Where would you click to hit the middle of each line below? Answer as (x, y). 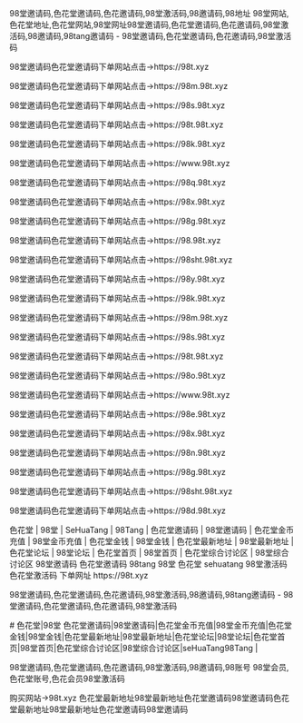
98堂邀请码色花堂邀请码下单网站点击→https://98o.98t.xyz (118, 376)
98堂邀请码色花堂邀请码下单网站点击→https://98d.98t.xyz (118, 510)
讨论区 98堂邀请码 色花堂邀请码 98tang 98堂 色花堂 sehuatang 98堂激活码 (148, 564)
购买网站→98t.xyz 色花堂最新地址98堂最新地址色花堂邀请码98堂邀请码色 (146, 698)
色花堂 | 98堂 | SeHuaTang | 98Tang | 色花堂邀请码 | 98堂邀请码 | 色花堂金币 (152, 530)
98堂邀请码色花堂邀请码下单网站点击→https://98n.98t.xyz (117, 453)
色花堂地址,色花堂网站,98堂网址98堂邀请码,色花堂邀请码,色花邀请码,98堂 (145, 25)
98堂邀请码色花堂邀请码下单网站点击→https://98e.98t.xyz (117, 414)
